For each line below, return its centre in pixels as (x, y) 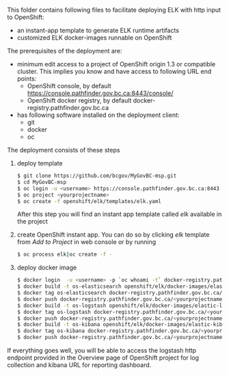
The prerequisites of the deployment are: (65, 51)
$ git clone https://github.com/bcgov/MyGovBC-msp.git (97, 176)
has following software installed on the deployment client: (98, 115)
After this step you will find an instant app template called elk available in (119, 214)
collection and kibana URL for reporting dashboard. (79, 365)
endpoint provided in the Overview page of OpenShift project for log (103, 358)
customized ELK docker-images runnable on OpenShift (94, 38)
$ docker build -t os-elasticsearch (69, 286)
